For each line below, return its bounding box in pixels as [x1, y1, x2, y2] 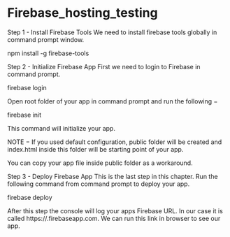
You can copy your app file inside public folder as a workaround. [7, 159, 194, 167]
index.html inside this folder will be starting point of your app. [7, 145, 184, 153]
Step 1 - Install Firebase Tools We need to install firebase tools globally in [7, 28, 217, 36]
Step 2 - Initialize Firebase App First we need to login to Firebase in [7, 62, 201, 71]
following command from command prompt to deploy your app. [7, 180, 190, 188]
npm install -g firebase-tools [7, 49, 89, 57]
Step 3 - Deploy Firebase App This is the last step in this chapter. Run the [7, 172, 218, 180]
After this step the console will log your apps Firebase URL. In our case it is [7, 206, 224, 215]
